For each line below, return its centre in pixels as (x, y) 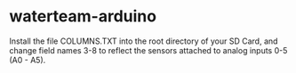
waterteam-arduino (83, 16)
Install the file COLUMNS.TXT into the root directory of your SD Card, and (144, 41)
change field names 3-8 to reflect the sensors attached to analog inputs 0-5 (148, 50)
